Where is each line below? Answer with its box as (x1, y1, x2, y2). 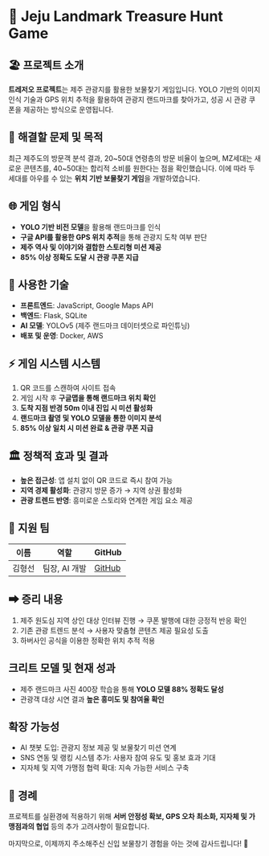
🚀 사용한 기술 (8, 278, 70, 292)
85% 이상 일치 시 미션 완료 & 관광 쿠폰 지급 (19, 424, 154, 433)
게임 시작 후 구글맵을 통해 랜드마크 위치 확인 (19, 393, 157, 403)
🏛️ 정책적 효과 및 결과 (8, 449, 108, 463)
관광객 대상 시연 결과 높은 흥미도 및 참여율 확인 (19, 694, 165, 704)
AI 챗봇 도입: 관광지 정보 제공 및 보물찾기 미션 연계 (19, 743, 177, 752)
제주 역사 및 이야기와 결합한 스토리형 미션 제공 (19, 242, 162, 252)
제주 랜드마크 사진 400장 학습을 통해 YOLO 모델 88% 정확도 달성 (19, 684, 225, 694)
